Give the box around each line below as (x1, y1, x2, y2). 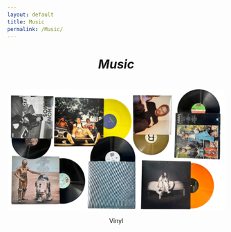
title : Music (7, 18, 45, 26)
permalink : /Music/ (7, 26, 64, 32)
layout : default (7, 11, 54, 18)
